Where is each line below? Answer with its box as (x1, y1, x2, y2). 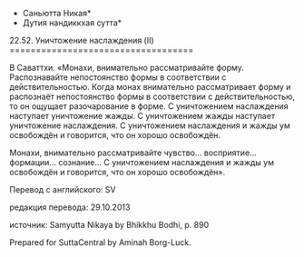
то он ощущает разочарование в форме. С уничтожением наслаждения (9, 101, 289, 112)
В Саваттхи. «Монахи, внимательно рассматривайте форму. (9, 63, 245, 73)
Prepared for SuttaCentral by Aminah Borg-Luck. (9, 237, 192, 248)
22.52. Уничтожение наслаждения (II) (9, 35, 154, 45)
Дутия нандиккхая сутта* (22, 17, 123, 28)
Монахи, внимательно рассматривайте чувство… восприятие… (9, 147, 257, 158)
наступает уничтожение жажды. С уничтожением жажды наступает (9, 111, 275, 121)
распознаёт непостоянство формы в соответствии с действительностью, (9, 91, 296, 102)
